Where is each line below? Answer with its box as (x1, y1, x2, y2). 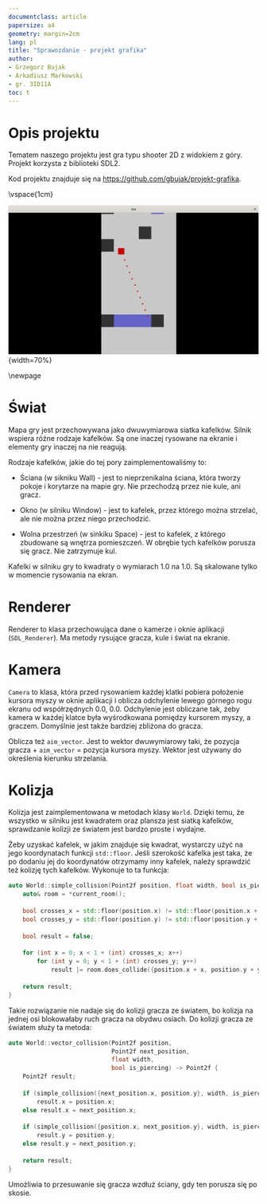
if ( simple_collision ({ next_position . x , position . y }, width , (22, 1089, 230, 1097)
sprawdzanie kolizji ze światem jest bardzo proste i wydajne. (8, 824, 207, 834)
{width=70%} (8, 355, 52, 364)
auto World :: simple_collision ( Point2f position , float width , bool (8, 882, 237, 890)
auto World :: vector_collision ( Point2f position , (8, 1039, 172, 1047)
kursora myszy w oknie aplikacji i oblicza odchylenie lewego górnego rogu (8, 695, 253, 705)
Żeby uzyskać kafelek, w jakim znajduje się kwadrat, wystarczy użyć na (8, 840, 244, 849)
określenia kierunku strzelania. (8, 753, 109, 763)
